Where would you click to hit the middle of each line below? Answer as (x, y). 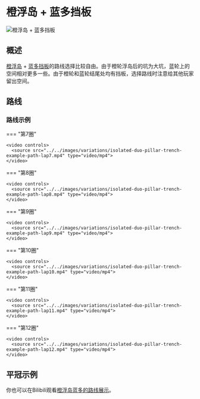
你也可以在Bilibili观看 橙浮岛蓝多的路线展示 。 (60, 390)
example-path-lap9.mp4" (36, 233)
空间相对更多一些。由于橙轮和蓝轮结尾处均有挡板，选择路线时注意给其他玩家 (100, 73)
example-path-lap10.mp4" (37, 272)
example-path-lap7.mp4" (36, 156)
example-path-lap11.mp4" (37, 311)
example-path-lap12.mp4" (37, 349)
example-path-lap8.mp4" (36, 194)
